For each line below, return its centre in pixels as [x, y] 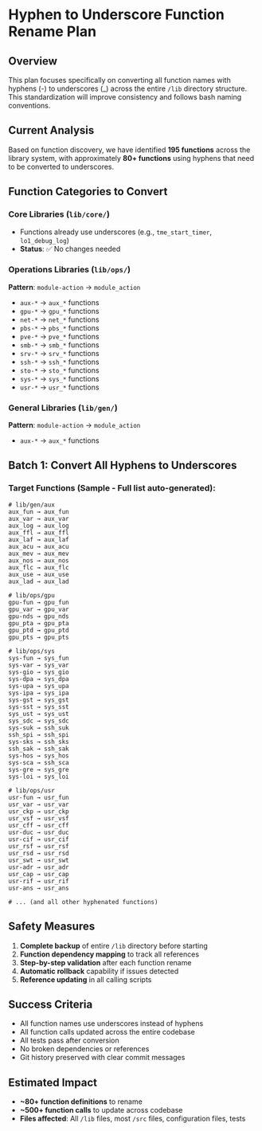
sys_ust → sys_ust [39, 714]
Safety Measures [52, 927]
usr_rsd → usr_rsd [39, 853]
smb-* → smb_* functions [59, 345]
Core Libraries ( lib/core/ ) [59, 214]
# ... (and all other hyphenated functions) [83, 902]
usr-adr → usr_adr [39, 867]
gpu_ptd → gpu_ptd [39, 630]
